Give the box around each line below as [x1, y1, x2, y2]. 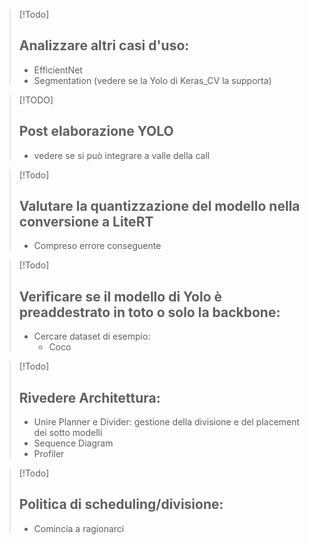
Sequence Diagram [33, 437, 114, 449]
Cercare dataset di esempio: [33, 330, 151, 343]
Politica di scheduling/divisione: [18, 496, 224, 513]
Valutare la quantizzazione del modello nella [18, 198, 301, 215]
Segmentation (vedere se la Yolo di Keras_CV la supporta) [33, 74, 272, 86]
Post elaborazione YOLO [18, 123, 174, 140]
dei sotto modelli [33, 427, 103, 439]
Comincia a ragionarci [33, 522, 125, 534]
